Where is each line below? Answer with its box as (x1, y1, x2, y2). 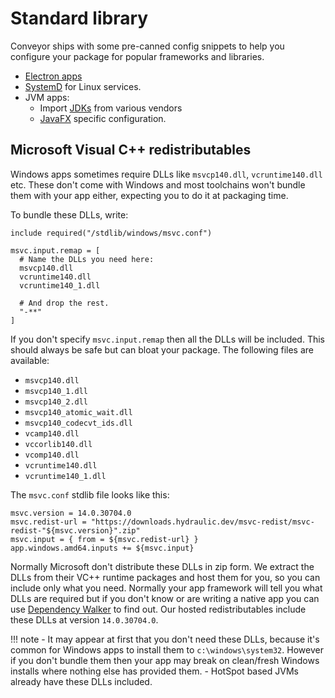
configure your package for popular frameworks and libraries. (10, 50, 265, 62)
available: (10, 354, 50, 366)
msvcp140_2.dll (24, 397, 89, 407)
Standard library (10, 7, 149, 30)
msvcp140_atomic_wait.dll (24, 407, 133, 417)
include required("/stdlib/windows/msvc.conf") (10, 228, 213, 238)
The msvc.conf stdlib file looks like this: (10, 488, 170, 501)
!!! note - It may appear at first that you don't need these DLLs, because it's (10, 633, 320, 645)
